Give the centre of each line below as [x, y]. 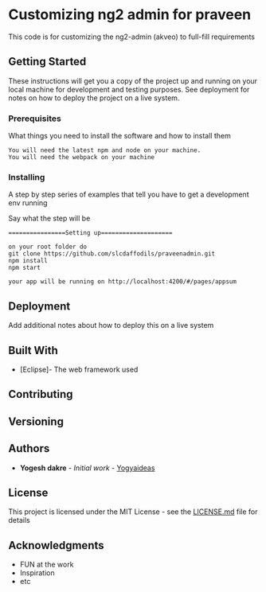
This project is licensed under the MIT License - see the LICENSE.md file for [133, 512]
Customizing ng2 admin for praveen [130, 15]
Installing [27, 177]
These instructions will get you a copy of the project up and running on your [133, 80]
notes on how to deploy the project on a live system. [94, 98]
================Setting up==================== [90, 233]
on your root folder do [48, 247]
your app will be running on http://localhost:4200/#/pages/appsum [123, 282]
